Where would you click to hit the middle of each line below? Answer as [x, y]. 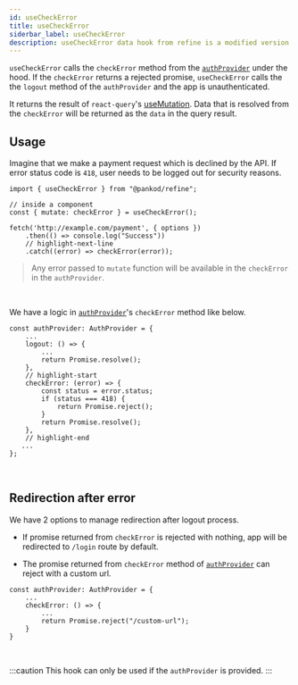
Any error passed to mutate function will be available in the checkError [160, 268]
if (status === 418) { [83, 399]
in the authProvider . [68, 278]
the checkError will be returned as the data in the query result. [123, 113]
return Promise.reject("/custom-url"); [116, 621]
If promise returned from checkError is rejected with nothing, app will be [154, 537]
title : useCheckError [50, 26]
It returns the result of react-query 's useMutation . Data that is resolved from [149, 104]
